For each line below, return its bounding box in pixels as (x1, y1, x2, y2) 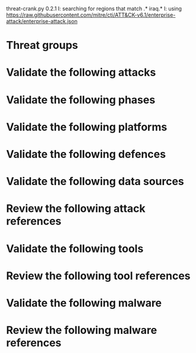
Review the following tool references (6, 269, 191, 282)
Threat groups (6, 39, 78, 52)
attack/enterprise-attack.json (6, 18, 78, 24)
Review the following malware (6, 324, 157, 337)
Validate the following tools (6, 242, 144, 255)
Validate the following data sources (6, 175, 184, 188)
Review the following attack (6, 202, 146, 215)
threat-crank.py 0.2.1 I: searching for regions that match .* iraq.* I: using (6, 5, 182, 12)
